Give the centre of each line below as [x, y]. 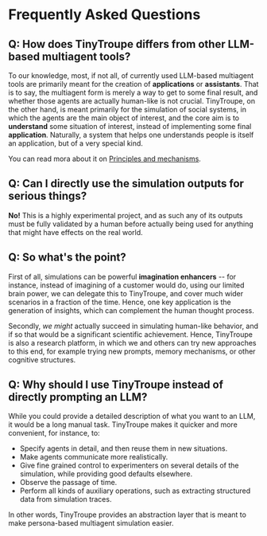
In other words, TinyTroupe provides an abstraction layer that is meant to [127, 514]
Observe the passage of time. [68, 483]
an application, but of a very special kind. [75, 143]
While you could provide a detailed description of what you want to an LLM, [132, 417]
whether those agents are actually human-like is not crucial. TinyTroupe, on [132, 101]
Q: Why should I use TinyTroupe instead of [116, 385]
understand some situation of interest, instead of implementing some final [130, 126]
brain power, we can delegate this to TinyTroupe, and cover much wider [126, 293]
